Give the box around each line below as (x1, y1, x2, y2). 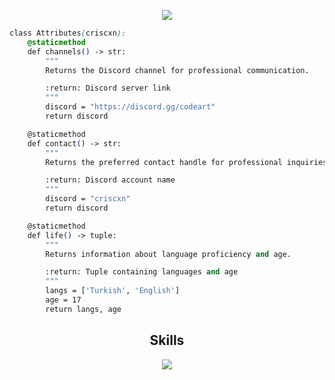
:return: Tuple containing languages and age (45, 267, 239, 277)
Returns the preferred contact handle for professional (45, 157, 283, 167)
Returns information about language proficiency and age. (45, 249, 292, 259)
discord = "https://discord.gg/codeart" (45, 102, 216, 112)
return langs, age (45, 304, 122, 314)
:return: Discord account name (45, 175, 176, 185)
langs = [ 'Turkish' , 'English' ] (45, 286, 181, 296)
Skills (149, 332, 185, 349)
